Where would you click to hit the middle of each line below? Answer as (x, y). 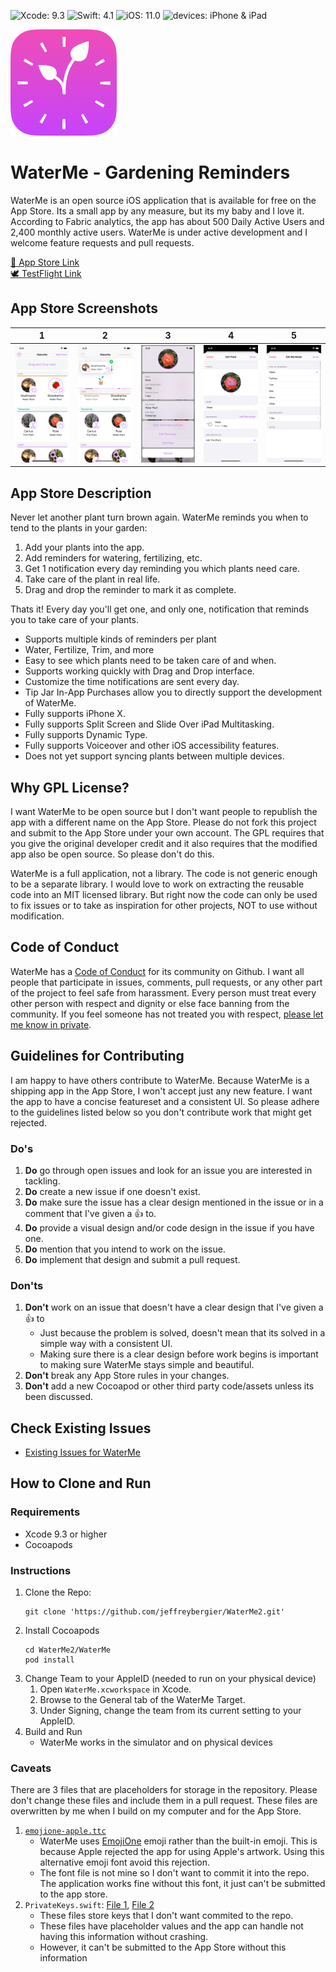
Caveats (31, 1768)
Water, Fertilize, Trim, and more (89, 650)
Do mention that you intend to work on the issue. (125, 1249)
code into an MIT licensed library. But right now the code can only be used (164, 894)
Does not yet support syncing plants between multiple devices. (154, 756)
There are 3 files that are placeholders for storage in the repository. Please (164, 1790)
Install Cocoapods (62, 1630)
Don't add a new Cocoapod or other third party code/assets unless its (169, 1386)
